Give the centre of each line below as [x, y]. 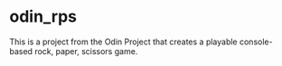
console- [256, 42]
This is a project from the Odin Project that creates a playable [123, 42]
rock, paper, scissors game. [86, 51]
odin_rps [43, 17]
